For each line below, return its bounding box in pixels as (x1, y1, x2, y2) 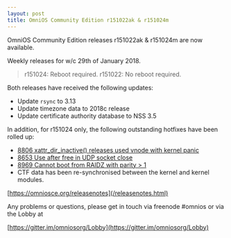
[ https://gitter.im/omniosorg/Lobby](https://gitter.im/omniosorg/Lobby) (7, 223, 209, 231)
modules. (17, 175, 44, 184)
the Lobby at (7, 210, 44, 218)
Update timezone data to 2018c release (17, 104, 130, 112)
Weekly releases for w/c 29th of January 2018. (7, 56, 141, 65)
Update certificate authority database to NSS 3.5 (17, 112, 157, 120)
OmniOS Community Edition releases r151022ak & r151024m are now (7, 35, 203, 44)
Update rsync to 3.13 (17, 96, 76, 105)
